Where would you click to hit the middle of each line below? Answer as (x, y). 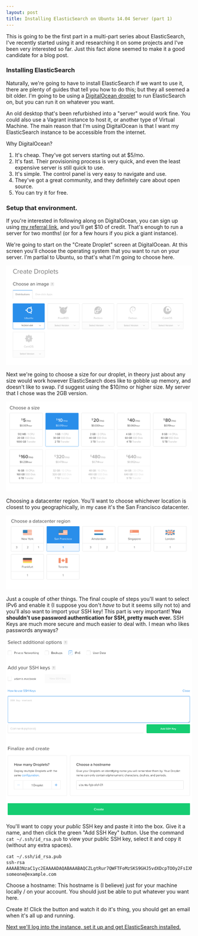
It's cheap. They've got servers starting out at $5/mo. (80, 155)
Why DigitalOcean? (29, 143)
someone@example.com (32, 874)
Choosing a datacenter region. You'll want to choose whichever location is (96, 501)
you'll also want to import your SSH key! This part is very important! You (94, 612)
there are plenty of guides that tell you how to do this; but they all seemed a (98, 89)
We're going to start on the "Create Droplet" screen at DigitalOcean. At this (97, 245)
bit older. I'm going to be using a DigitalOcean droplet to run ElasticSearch (96, 96)
